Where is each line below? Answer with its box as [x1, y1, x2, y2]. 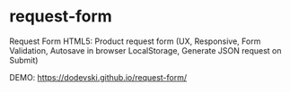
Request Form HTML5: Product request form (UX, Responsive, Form [9, 36, 261, 46]
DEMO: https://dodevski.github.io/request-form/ [9, 71, 188, 82]
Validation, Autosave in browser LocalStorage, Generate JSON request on [9, 45, 282, 55]
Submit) [9, 54, 39, 65]
